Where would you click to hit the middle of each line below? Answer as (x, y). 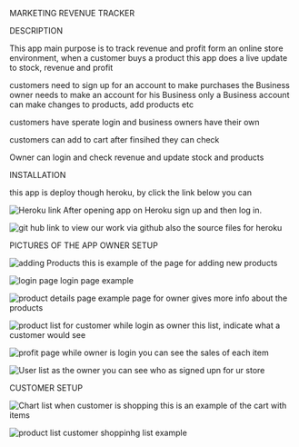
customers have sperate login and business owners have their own (135, 122)
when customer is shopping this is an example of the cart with (170, 405)
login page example (97, 280)
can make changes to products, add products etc (101, 104)
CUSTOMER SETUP (46, 388)
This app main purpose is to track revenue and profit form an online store (146, 48)
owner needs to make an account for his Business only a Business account (149, 95)
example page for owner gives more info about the (193, 298)
